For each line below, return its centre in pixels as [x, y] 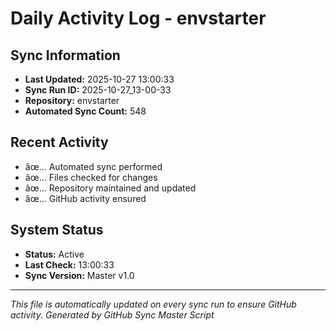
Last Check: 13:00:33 [69, 264]
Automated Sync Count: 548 [85, 111]
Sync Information [65, 55]
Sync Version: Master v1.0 [79, 275]
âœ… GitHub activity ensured [85, 198]
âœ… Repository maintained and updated [110, 188]
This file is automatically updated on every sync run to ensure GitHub [153, 304]
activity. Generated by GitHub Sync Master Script [112, 314]
